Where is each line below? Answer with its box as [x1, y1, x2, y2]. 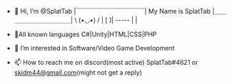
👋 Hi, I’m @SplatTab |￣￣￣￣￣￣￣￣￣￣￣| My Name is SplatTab [14, 7, 211, 15]
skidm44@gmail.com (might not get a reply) [14, 68, 143, 77]
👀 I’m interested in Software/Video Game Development [14, 44, 175, 52]
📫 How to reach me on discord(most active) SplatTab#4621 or [14, 58, 198, 66]
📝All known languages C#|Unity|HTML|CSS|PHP [14, 30, 157, 38]
